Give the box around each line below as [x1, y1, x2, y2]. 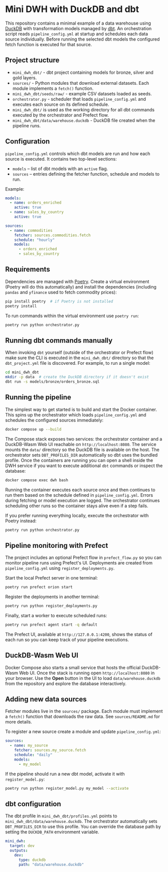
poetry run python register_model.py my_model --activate [5, 786, 129, 791]
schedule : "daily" [14, 753, 53, 758]
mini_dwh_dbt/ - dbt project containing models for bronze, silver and [12, 69, 154, 75]
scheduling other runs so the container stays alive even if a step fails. [5, 503, 148, 509]
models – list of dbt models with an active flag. [12, 166, 108, 172]
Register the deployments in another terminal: [5, 594, 99, 600]
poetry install [5, 304, 37, 309]
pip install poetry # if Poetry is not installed [5, 299, 113, 304]
